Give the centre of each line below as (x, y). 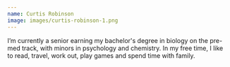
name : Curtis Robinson (41, 14)
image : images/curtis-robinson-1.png (63, 20)
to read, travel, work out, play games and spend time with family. (101, 55)
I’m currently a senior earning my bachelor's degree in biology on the (108, 40)
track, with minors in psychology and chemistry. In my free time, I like (122, 48)
